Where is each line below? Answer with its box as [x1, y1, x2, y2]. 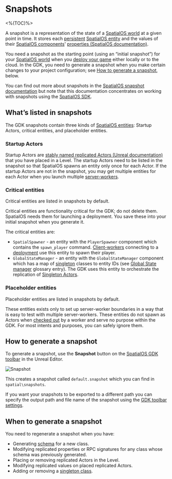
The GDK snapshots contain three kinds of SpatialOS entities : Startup [5, 122, 152, 128]
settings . [5, 402, 24, 408]
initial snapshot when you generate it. [5, 219, 85, 225]
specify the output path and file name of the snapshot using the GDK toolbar [5, 397, 167, 403]
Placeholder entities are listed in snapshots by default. [5, 296, 120, 302]
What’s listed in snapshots [5, 108, 92, 117]
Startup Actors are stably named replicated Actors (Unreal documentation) [5, 152, 163, 158]
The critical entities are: [5, 229, 55, 235]
